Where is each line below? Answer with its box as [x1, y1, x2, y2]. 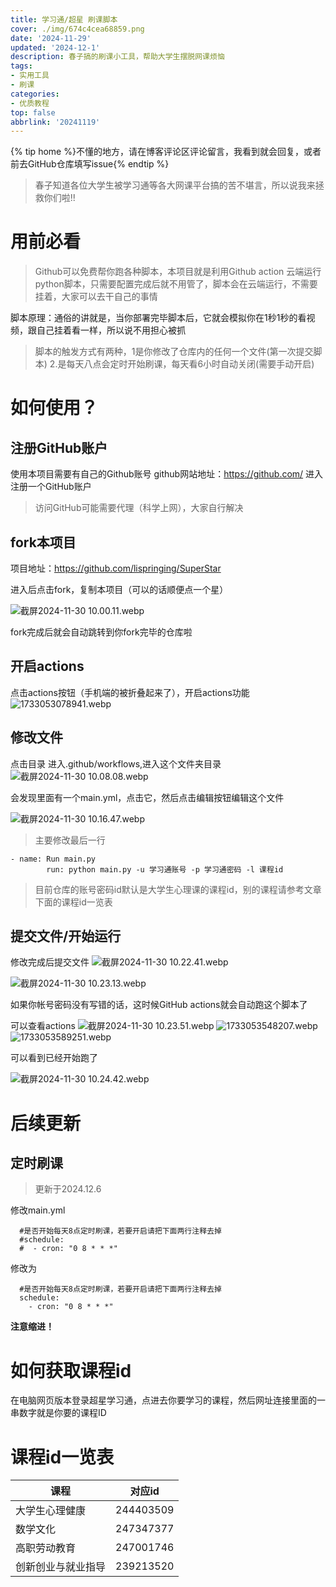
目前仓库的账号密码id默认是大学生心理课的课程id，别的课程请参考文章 [34, 883, 322, 895]
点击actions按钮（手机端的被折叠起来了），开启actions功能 [10, 686, 250, 698]
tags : [10, 61, 33, 71]
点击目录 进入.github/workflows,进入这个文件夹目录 [10, 757, 222, 770]
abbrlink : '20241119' [10, 117, 101, 127]
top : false [10, 107, 56, 118]
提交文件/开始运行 [10, 928, 122, 945]
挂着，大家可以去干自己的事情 [34, 291, 158, 303]
